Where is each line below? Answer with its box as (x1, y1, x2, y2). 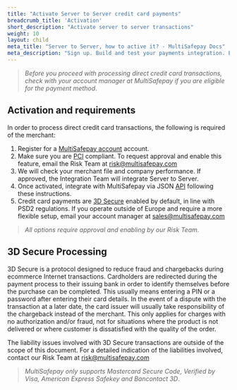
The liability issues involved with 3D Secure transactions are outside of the (7, 338, 224, 346)
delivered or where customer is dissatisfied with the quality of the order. (7, 324, 217, 333)
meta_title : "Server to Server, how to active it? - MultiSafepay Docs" (7, 43, 226, 50)
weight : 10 (7, 30, 39, 37)
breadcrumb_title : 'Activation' (7, 17, 102, 24)
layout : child (7, 37, 49, 44)
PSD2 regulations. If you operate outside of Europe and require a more (17, 204, 223, 212)
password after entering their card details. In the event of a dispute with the (7, 294, 227, 303)
